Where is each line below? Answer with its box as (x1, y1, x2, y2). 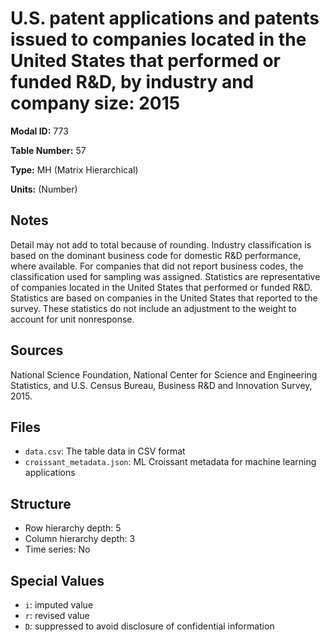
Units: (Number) (10, 183, 78, 195)
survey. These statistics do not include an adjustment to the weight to (10, 302, 297, 314)
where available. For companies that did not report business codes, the (10, 260, 304, 272)
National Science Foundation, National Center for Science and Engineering (10, 368, 318, 381)
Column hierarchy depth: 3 (24, 533, 136, 545)
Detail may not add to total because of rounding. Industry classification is (10, 238, 312, 251)
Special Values (10, 572, 105, 589)
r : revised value (24, 610, 90, 621)
